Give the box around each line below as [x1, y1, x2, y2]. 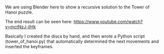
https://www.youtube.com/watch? [73, 19, 143, 24]
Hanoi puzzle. [5, 9, 34, 15]
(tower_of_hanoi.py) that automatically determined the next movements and [5, 38, 159, 44]
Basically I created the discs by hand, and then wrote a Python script [5, 34, 145, 39]
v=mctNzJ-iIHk [5, 24, 36, 30]
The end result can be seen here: [5, 19, 73, 24]
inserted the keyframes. [5, 44, 54, 49]
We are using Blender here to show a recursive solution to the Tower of [5, 4, 150, 10]
